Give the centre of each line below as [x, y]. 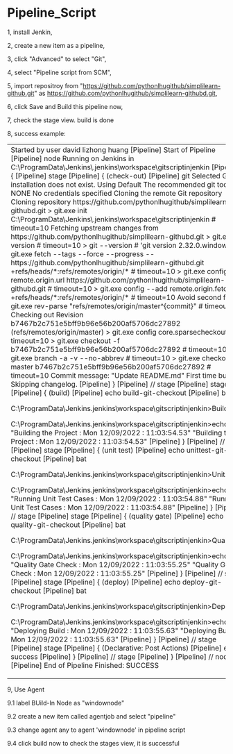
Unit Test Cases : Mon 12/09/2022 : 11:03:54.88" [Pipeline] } [112, 507]
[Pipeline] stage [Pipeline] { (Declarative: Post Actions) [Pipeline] [116, 648]
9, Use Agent [26, 689]
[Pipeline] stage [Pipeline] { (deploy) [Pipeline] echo [96, 582]
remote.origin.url [38, 280]
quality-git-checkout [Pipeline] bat [68, 524]
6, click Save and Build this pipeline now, [65, 106]
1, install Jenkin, [30, 32]
